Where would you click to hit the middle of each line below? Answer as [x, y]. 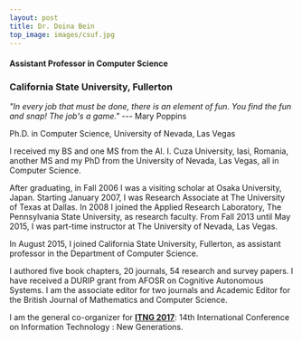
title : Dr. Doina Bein [52, 26]
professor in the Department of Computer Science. [104, 253]
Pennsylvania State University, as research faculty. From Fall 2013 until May [150, 217]
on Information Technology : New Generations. [96, 327]
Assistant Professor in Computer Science [89, 63]
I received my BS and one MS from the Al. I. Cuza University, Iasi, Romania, [149, 151]
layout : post [34, 18]
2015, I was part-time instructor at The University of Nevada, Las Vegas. [144, 226]
